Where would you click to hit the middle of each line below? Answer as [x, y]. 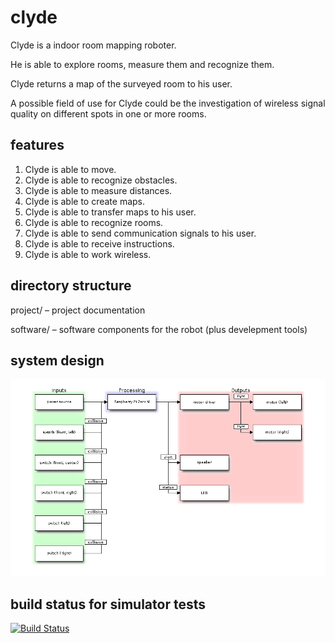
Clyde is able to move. [70, 169]
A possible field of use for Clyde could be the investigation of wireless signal [168, 103]
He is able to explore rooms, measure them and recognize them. [142, 64]
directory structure [71, 286]
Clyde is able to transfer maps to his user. [110, 212]
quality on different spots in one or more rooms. [108, 113]
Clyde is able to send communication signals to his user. [140, 233]
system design [57, 360]
